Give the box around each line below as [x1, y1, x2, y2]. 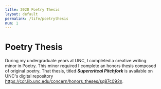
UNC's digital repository [5, 73, 54, 79]
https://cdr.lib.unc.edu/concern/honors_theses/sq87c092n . [5, 78, 124, 84]
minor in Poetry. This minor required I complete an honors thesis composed [5, 63, 157, 69]
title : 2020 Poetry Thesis [5, 7, 60, 12]
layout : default [5, 12, 38, 17]
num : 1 [5, 20, 18, 26]
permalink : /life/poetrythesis [5, 16, 69, 21]
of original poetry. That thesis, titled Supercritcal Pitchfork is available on [5, 68, 153, 74]
